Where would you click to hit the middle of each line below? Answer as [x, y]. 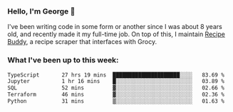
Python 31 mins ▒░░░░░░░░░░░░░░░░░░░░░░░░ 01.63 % [116, 101]
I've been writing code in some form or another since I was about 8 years [115, 27]
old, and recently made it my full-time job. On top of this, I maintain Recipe [116, 34]
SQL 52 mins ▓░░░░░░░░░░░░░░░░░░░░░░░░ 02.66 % [116, 88]
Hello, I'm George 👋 [41, 11]
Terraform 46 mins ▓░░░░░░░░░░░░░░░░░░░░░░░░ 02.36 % [116, 95]
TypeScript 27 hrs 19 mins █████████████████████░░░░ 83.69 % [116, 75]
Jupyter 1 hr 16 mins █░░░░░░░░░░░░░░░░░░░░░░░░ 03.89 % [116, 82]
